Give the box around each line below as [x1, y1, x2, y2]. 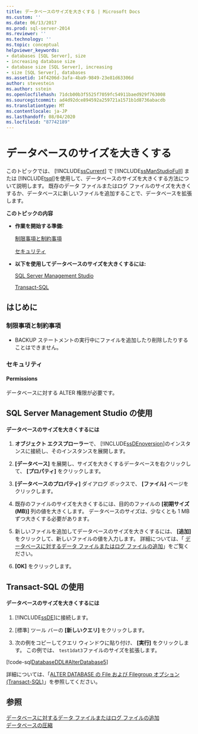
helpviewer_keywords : [6, 48, 60, 53]
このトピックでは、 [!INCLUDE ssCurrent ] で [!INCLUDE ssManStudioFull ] [6, 168, 183, 175]
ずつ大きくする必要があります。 [14, 515, 93, 522]
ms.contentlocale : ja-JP [6, 108, 68, 114]
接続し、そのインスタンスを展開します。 [30, 448, 129, 455]
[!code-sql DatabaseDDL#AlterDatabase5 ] [6, 659, 108, 666]
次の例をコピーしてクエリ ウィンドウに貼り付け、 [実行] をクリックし [14, 640, 184, 647]
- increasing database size [6, 58, 76, 64]
